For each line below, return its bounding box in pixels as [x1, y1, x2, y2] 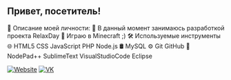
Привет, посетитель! [7, 6, 101, 17]
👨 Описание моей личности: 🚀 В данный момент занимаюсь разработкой [7, 23, 225, 32]
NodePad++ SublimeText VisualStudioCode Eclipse [7, 52, 153, 60]
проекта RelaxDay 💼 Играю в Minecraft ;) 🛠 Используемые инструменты [7, 31, 221, 40]
